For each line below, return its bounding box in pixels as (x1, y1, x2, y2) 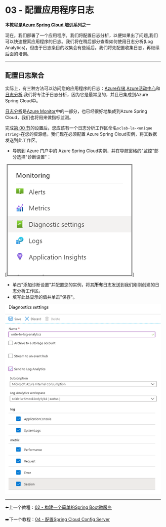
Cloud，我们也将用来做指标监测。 (5, 114, 74, 120)
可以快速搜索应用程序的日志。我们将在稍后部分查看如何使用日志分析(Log (5, 38, 153, 44)
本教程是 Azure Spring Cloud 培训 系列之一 (5, 22, 91, 28)
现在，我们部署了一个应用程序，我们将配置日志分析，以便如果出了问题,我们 (5, 32, 158, 38)
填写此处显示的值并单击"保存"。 (12, 294, 78, 300)
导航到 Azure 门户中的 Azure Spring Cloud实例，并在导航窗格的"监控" (12, 148, 155, 154)
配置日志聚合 (5, 71, 44, 80)
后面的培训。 (5, 50, 31, 57)
